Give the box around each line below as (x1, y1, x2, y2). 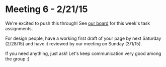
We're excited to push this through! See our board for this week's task (5, 20, 150, 26)
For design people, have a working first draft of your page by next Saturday (5, 35, 161, 41)
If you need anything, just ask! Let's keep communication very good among (5, 50, 161, 56)
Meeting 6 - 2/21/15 (5, 4, 88, 15)
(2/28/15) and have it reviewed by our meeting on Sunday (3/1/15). (5, 40, 142, 46)
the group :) (5, 55, 30, 61)
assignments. (5, 25, 33, 31)
